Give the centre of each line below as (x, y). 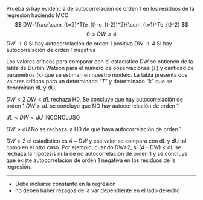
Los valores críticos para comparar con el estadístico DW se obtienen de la (100, 62)
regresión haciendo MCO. (38, 15)
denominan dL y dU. (31, 88)
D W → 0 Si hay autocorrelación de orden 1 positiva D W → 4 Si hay (89, 44)
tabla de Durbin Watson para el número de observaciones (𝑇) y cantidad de (100, 68)
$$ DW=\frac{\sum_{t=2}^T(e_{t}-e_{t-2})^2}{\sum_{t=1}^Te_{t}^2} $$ (101, 24)
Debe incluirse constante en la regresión (65, 184)
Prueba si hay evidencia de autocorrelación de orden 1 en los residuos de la (100, 9)
